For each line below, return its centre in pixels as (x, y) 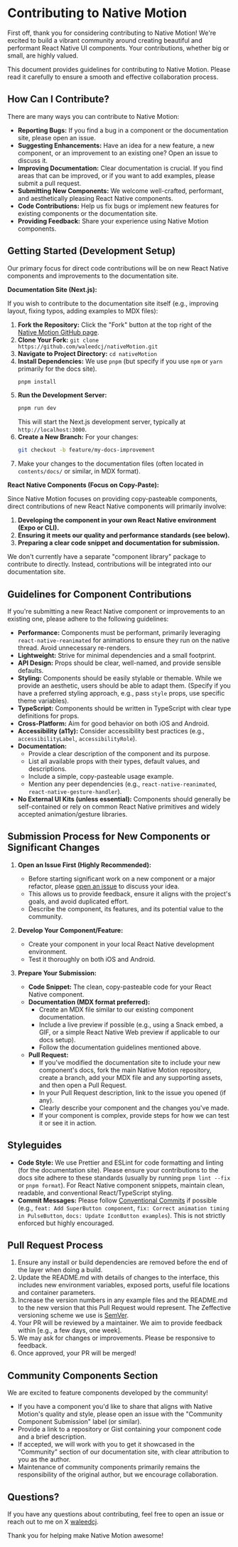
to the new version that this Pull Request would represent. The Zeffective (124, 1308)
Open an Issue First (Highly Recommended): (84, 865)
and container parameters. (56, 1293)
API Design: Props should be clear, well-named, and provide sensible (119, 663)
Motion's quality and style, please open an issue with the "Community (120, 1414)
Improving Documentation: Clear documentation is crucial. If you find (120, 168)
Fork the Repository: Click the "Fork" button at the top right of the (114, 325)
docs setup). (57, 1039)
